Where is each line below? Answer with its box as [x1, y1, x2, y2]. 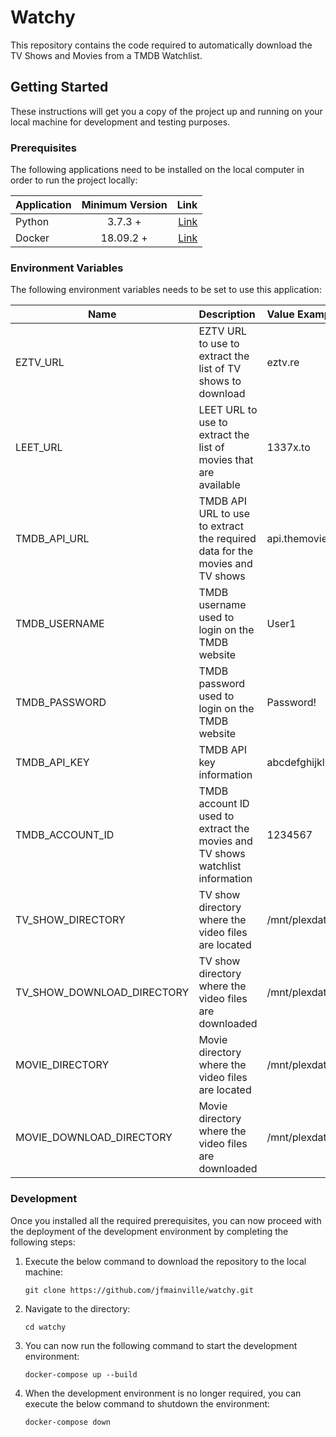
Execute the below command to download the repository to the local [24, 1255, 307, 1267]
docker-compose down [24, 1417, 111, 1427]
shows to [198, 374, 242, 388]
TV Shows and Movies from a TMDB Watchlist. [10, 49, 203, 61]
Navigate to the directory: [24, 1302, 131, 1315]
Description [198, 307, 256, 321]
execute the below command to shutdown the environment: [24, 1397, 271, 1410]
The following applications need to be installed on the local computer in [10, 164, 305, 176]
